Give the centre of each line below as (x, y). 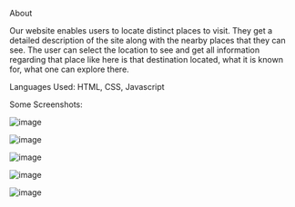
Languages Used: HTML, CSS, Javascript (87, 87)
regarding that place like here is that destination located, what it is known (147, 59)
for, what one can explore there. (69, 69)
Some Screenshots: (46, 104)
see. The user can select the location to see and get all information (135, 50)
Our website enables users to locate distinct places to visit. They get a (141, 30)
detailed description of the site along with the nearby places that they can (147, 40)
